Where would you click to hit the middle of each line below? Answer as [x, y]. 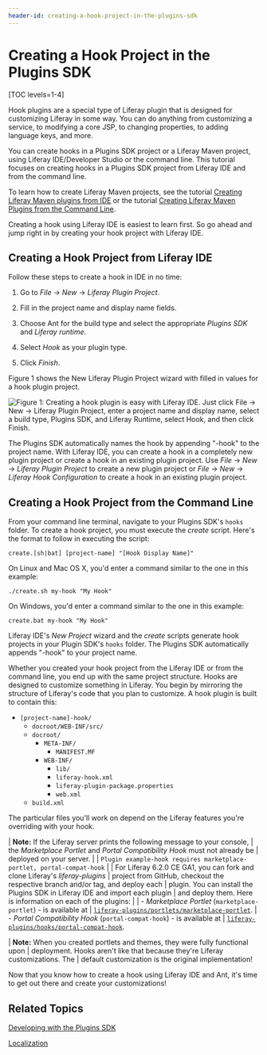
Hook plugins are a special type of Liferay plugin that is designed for [120, 109]
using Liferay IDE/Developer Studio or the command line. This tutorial [122, 159]
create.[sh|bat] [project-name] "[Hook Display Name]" [101, 553]
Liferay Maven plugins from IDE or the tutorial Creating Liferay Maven [122, 200]
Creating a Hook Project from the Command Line [131, 502]
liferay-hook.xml [84, 778]
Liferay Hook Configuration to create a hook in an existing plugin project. [128, 477]
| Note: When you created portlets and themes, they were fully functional [128, 942]
